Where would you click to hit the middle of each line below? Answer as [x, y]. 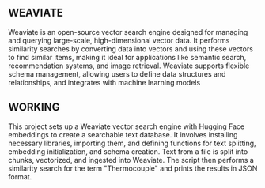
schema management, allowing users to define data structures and [117, 73]
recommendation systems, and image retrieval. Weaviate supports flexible [129, 66]
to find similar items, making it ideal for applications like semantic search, [127, 57]
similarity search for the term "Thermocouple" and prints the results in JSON [133, 168]
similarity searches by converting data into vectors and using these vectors [131, 49]
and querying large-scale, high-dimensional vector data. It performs [119, 40]
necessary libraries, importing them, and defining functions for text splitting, [132, 143]
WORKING [34, 107]
